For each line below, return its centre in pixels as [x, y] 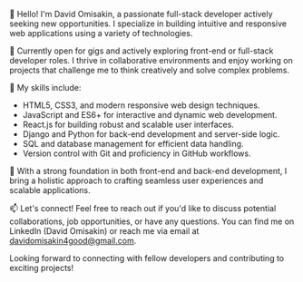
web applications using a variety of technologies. [101, 33]
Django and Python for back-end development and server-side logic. [151, 134]
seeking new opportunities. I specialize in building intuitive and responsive [148, 24]
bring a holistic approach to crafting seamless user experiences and [137, 180]
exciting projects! [42, 268]
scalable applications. [50, 190]
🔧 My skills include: [45, 88]
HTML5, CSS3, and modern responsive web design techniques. [141, 105]
